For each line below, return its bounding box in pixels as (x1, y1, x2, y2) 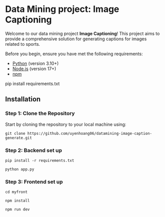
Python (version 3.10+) (12, 60, 59, 66)
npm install (5, 198, 30, 204)
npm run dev (5, 207, 30, 212)
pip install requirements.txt (5, 81, 60, 87)
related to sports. (5, 41, 41, 47)
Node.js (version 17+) (12, 66, 56, 72)
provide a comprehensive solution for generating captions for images (5, 36, 147, 42)
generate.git (5, 135, 32, 140)
